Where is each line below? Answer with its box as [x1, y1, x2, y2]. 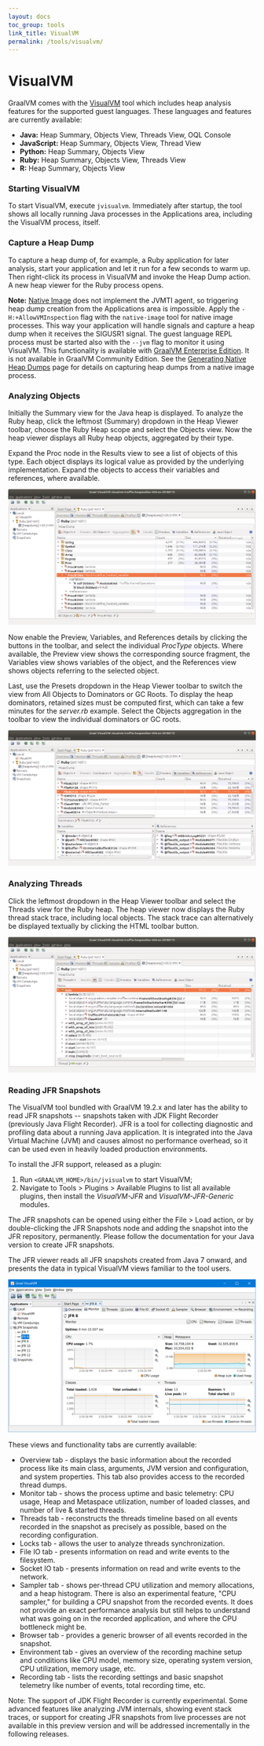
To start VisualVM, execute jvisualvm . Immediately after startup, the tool [8, 201, 242, 211]
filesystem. [19, 1556, 56, 1565]
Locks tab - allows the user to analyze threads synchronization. [19, 1539, 225, 1548]
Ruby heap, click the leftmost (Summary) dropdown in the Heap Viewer [8, 416, 239, 426]
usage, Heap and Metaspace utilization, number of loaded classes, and [19, 1497, 250, 1506]
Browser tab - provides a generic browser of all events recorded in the [19, 1630, 247, 1640]
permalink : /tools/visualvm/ [8, 38, 104, 46]
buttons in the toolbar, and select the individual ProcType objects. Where [8, 641, 244, 651]
